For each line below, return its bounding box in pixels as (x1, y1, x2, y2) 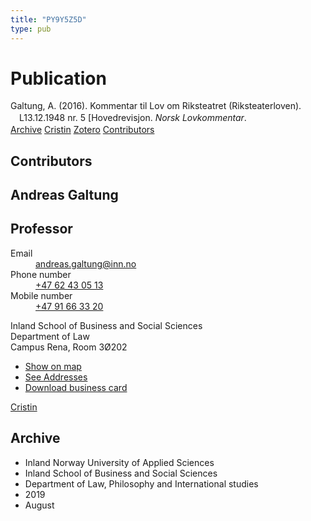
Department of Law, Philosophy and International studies (24, 477, 259, 490)
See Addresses (24, 371, 88, 383)
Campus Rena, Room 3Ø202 (10, 341, 128, 353)
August (24, 499, 55, 511)
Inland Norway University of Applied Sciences (24, 456, 215, 468)
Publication (10, 67, 107, 90)
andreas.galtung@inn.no (35, 257, 137, 270)
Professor (10, 221, 73, 238)
